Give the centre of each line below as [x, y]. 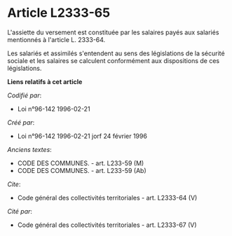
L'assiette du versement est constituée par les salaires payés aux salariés [113, 32]
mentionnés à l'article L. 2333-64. [56, 39]
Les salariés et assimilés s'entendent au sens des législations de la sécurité [116, 53]
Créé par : [21, 122]
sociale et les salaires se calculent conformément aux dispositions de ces [113, 60]
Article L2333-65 [59, 13]
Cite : [14, 184]
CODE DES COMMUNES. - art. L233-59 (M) [81, 163]
